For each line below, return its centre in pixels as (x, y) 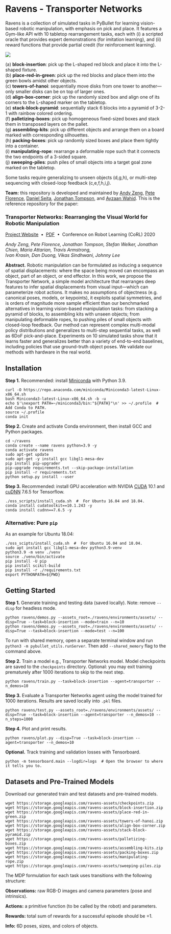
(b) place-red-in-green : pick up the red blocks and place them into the (80, 75)
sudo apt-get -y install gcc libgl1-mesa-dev (54, 459)
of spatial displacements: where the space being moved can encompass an (85, 271)
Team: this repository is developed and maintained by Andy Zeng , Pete (80, 193)
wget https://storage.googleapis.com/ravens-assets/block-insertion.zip (84, 808)
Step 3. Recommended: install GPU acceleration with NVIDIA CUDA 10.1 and (85, 486)
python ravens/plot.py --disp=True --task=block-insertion (69, 738)
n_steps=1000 (19, 719)
